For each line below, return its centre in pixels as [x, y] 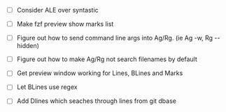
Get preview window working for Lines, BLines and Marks [100, 73]
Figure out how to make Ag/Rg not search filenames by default [107, 59]
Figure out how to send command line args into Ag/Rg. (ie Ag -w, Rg [115, 38]
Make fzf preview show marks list [65, 24]
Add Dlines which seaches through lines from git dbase [96, 101]
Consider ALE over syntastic [57, 10]
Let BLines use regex [47, 87]
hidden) [28, 46]
